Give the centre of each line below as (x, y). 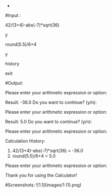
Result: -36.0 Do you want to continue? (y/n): (51, 102)
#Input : (13, 15)
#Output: (14, 83)
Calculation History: (25, 141)
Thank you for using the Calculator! (41, 175)
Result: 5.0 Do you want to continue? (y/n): (49, 122)
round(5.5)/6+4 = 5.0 (34, 156)
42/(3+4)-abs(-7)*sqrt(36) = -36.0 (48, 151)
